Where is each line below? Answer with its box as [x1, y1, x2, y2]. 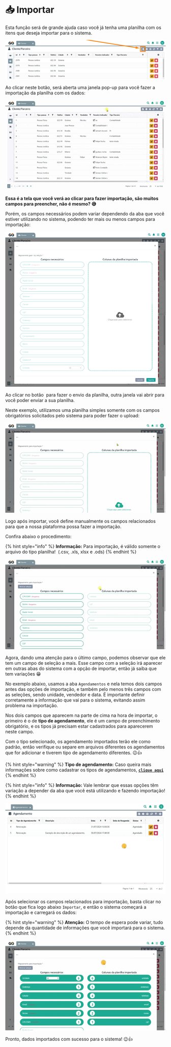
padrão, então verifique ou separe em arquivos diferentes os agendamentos [5, 743, 165, 750]
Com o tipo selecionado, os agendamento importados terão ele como [5, 738, 151, 744]
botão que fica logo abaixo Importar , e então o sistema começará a [5, 904, 147, 910]
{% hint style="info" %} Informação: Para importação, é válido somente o [5, 543, 161, 550]
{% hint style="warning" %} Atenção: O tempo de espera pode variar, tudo [5, 919, 163, 925]
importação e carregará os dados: [5, 909, 77, 915]
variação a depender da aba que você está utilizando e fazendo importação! [5, 787, 165, 793]
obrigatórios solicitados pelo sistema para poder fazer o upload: [5, 412, 140, 418]
